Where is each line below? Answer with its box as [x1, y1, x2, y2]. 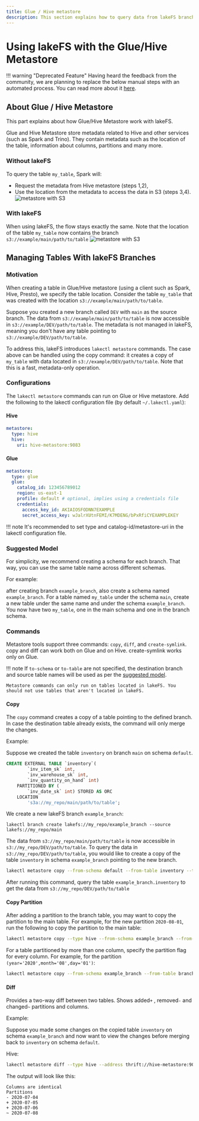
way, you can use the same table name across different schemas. [6, 564, 166, 571]
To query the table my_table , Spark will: [6, 170, 102, 177]
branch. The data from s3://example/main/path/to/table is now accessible [6, 315, 190, 322]
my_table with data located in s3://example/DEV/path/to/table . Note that [6, 357, 184, 365]
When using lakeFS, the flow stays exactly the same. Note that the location [6, 222, 189, 230]
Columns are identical [6, 1084, 62, 1090]
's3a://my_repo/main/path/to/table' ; [27, 799, 120, 806]
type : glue [11, 473, 38, 479]
